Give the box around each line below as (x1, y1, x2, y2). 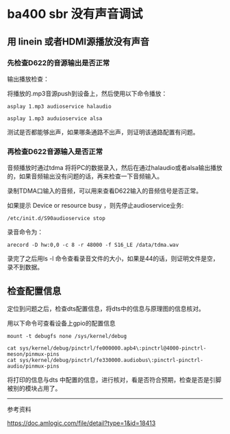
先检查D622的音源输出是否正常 (7, 58, 110, 67)
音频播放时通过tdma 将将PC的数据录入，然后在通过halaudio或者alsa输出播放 (7, 164, 222, 172)
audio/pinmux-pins (7, 363, 60, 370)
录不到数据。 (7, 263, 43, 272)
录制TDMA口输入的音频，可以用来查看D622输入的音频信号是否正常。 (7, 186, 203, 195)
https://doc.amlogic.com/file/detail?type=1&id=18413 (7, 419, 156, 427)
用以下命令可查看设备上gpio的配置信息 (7, 319, 116, 327)
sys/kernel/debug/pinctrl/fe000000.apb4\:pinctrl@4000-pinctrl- (19, 344, 207, 352)
